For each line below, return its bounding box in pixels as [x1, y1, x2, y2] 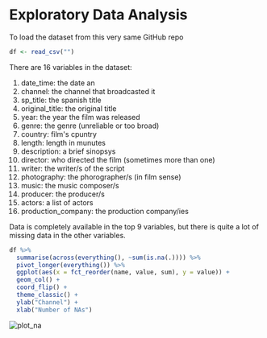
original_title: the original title [20, 103, 117, 113]
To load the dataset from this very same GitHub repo [9, 32, 184, 42]
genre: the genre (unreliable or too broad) [20, 121, 160, 130]
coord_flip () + [16, 283, 68, 291]
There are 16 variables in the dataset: [9, 62, 132, 72]
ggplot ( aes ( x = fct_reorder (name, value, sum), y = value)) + [16, 268, 230, 277]
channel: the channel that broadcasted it [20, 86, 156, 96]
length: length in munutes [20, 138, 106, 147]
